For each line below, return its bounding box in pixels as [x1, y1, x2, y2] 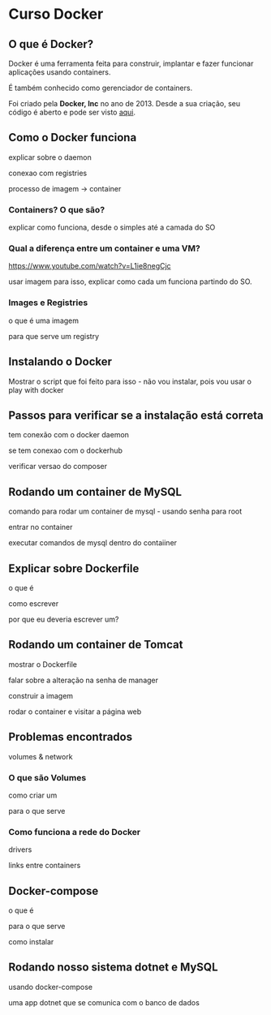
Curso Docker [8, 5, 104, 24]
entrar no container [8, 523, 73, 532]
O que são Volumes [8, 772, 87, 783]
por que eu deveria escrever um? [8, 614, 119, 624]
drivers [8, 845, 32, 854]
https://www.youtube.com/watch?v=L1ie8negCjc [8, 261, 172, 271]
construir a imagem [8, 690, 74, 700]
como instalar [8, 936, 54, 946]
